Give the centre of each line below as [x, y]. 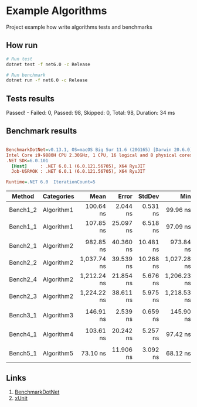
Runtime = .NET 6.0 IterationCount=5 [51, 182]
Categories [58, 196]
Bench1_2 [23, 210]
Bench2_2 [23, 263]
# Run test [19, 59]
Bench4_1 [23, 334]
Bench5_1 [23, 354]
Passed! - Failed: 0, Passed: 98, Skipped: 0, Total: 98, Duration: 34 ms [91, 113]
